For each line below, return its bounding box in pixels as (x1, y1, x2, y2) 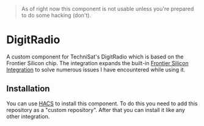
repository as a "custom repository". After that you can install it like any (6, 106, 185, 113)
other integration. (6, 113, 50, 120)
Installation (6, 83, 50, 94)
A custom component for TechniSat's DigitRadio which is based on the (6, 53, 184, 60)
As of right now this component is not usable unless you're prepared (21, 5, 194, 12)
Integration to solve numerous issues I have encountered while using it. (6, 66, 186, 73)
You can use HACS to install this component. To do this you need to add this (6, 100, 198, 107)
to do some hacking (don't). (21, 12, 92, 19)
